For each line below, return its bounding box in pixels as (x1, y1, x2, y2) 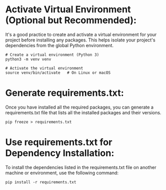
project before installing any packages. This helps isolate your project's (5, 37, 156, 43)
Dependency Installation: (5, 147, 114, 159)
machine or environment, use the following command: (5, 170, 119, 176)
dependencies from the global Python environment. (5, 42, 114, 48)
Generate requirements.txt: (5, 87, 124, 99)
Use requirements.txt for (5, 137, 112, 148)
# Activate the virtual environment (5, 66, 83, 71)
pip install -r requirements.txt (5, 179, 77, 185)
